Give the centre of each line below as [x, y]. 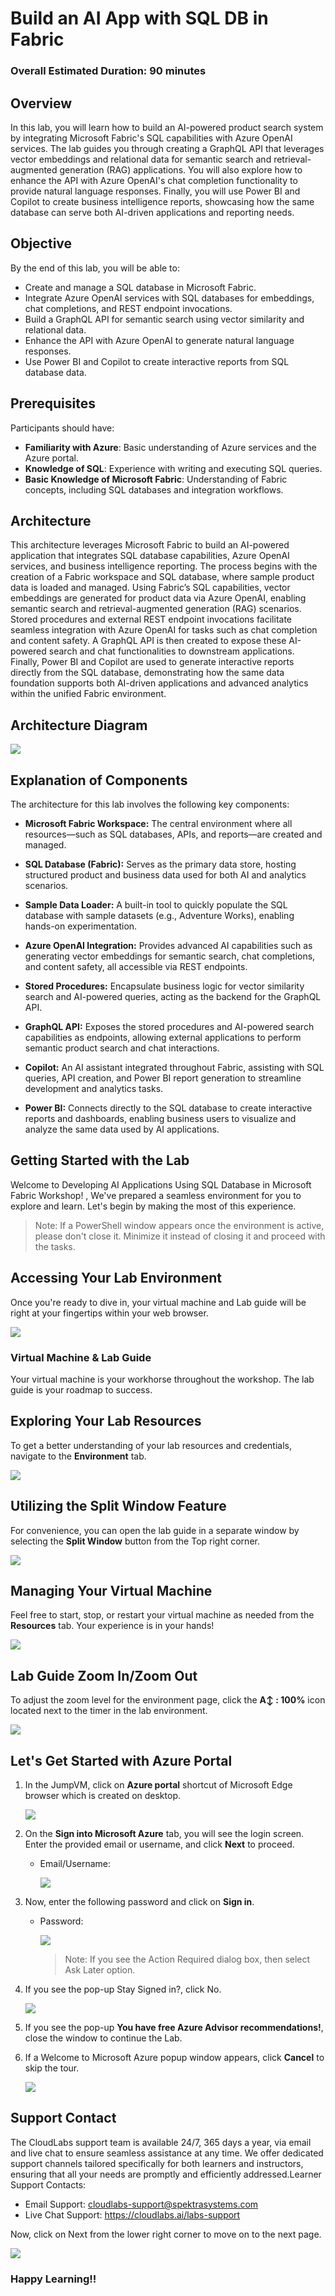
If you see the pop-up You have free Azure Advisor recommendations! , [174, 2027]
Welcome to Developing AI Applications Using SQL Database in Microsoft [161, 1184]
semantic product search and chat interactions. [122, 1048]
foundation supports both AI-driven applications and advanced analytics [159, 683]
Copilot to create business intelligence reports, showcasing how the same [162, 201]
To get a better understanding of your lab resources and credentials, [151, 1445]
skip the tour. [52, 2068]
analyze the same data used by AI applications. [122, 1129]
